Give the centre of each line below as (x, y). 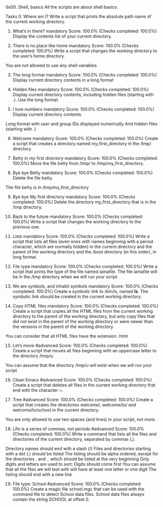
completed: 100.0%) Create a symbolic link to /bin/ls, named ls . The (80, 291)
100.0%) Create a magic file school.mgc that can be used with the (78, 489)
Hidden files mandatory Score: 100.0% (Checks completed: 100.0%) (81, 89)
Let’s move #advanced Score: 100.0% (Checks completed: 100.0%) (80, 345)
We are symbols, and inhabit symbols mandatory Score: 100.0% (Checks (85, 286)
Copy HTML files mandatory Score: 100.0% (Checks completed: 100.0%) (85, 306)
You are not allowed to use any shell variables (51, 65)
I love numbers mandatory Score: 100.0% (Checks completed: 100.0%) (83, 109)
